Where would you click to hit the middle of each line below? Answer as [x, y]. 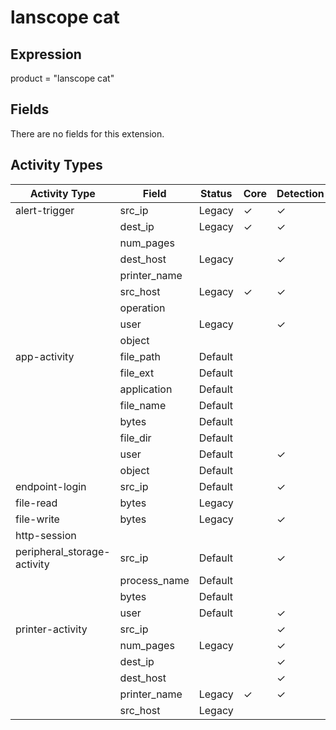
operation [142, 308]
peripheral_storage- [63, 551]
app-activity [45, 356]
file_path [140, 356]
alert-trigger [45, 210]
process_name [154, 580]
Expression [46, 54]
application [146, 389]
